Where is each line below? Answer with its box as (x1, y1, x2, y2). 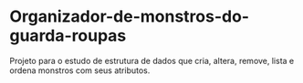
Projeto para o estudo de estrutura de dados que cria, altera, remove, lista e (9, 55, 295, 66)
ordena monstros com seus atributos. (9, 65, 151, 76)
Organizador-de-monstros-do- (9, 6, 249, 27)
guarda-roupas (9, 25, 127, 46)
